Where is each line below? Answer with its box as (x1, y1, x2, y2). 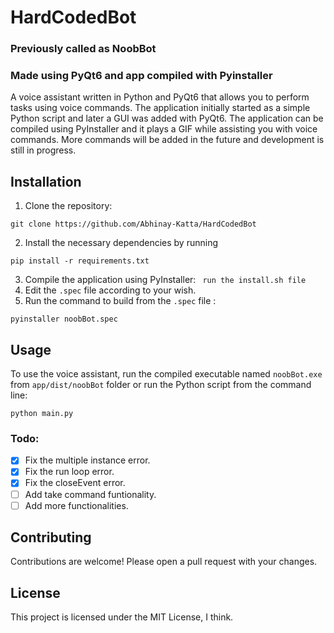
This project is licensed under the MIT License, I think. (10, 611, 234, 623)
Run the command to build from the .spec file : (24, 295, 217, 307)
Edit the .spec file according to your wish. (24, 284, 197, 296)
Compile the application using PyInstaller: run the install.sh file (24, 274, 307, 286)
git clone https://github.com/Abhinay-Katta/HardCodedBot (10, 219, 257, 230)
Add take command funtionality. (24, 488, 157, 500)
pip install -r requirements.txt (10, 256, 150, 266)
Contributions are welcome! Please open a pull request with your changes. (10, 556, 318, 568)
